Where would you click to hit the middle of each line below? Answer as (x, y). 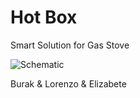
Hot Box (44, 17)
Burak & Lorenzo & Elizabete (68, 83)
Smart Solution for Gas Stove (70, 45)
